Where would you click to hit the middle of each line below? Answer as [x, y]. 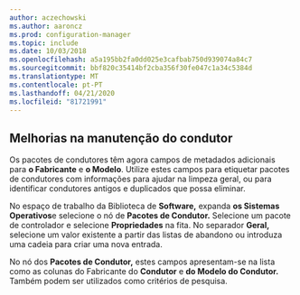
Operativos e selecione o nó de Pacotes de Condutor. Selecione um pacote [150, 216]
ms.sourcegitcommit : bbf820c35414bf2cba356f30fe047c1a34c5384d [131, 69]
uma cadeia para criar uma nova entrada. [86, 244]
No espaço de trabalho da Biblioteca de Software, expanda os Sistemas [145, 206]
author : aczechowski [48, 18]
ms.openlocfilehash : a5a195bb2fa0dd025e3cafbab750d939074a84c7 [131, 60]
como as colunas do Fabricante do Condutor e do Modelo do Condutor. [144, 272]
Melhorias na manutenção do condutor [121, 138]
